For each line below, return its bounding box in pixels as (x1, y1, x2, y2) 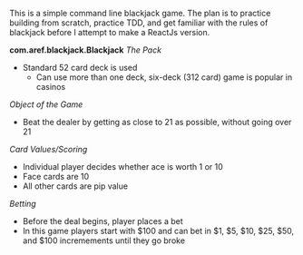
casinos (35, 82, 66, 92)
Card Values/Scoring (9, 144, 88, 154)
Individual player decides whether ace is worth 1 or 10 (22, 162, 224, 172)
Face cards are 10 (22, 172, 90, 181)
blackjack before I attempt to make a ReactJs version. (9, 27, 210, 37)
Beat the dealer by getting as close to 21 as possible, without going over (22, 117, 292, 127)
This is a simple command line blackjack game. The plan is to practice (9, 8, 271, 18)
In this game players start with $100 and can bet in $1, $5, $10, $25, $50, (22, 226, 295, 236)
